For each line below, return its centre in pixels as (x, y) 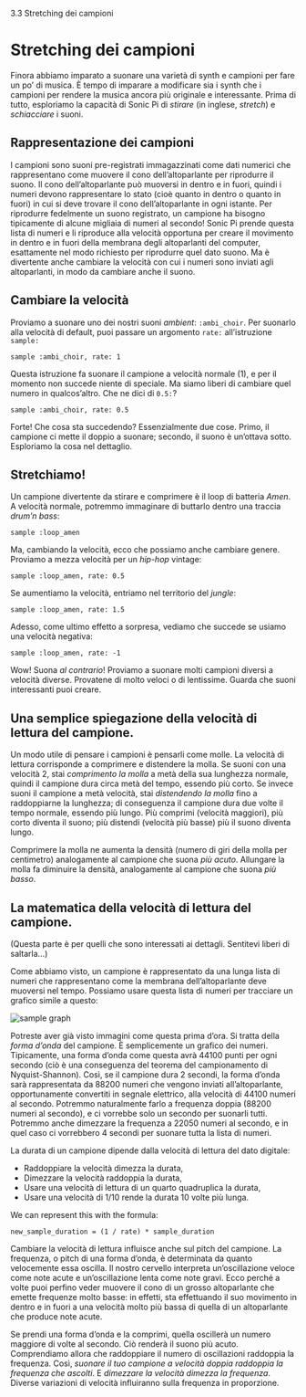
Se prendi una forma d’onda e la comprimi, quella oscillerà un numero (141, 1334)
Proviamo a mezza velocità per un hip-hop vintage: (106, 560)
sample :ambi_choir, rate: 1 (66, 357)
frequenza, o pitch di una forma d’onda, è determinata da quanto (132, 1258)
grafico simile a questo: (54, 1000)
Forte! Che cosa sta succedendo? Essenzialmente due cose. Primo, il (140, 426)
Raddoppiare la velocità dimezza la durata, (103, 1168)
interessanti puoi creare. (56, 689)
